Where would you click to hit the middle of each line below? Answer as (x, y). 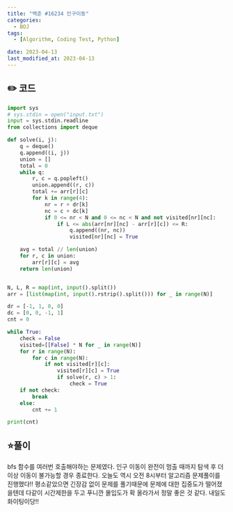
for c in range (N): (61, 358)
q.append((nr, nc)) (98, 230)
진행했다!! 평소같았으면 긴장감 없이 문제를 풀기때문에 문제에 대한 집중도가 (105, 484)
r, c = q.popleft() (61, 179)
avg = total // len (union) (59, 250)
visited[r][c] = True (88, 371)
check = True (88, 384)
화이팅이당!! (23, 502)
